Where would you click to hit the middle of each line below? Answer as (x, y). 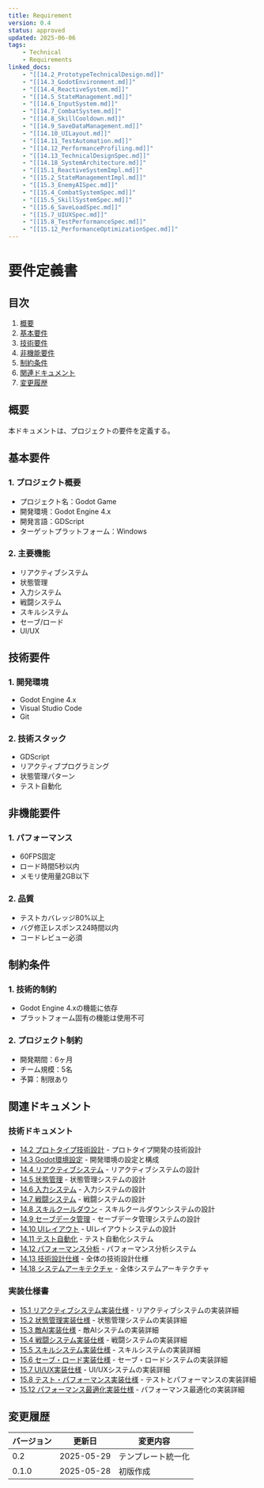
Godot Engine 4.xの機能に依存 (69, 1008)
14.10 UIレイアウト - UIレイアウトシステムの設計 (98, 1229)
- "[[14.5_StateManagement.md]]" (77, 97)
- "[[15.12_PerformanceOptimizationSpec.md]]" (100, 230)
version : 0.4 (30, 23)
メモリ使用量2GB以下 (54, 876)
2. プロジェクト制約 (45, 1041)
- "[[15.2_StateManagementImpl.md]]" (85, 178)
